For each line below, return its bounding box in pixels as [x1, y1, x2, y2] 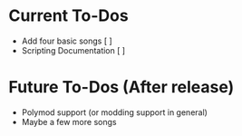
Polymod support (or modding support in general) [21, 106, 208, 118]
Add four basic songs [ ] [21, 35, 112, 46]
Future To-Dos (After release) [8, 77, 235, 98]
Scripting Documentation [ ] [21, 44, 126, 55]
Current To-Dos [8, 5, 129, 26]
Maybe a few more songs [21, 116, 117, 127]
